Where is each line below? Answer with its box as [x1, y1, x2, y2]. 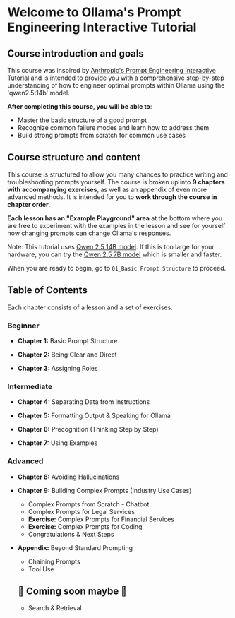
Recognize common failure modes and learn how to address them [17, 124, 210, 131]
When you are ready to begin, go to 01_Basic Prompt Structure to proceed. [7, 263, 227, 272]
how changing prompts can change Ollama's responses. [7, 229, 171, 237]
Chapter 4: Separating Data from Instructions [17, 398, 150, 406]
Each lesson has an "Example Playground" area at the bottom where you [7, 213, 223, 222]
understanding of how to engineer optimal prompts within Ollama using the [7, 81, 225, 89]
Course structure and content [7, 151, 141, 163]
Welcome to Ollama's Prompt [7, 4, 181, 20]
